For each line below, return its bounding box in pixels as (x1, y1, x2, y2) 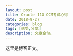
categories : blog (5, 21, 42, 27)
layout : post (5, 7, 33, 13)
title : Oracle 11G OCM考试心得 (5, 12, 68, 17)
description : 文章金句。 (5, 31, 54, 36)
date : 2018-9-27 (5, 17, 40, 22)
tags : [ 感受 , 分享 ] (5, 26, 42, 31)
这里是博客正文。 (5, 45, 41, 51)
